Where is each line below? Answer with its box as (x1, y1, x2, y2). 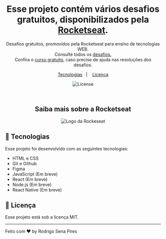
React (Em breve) (12, 176, 48, 182)
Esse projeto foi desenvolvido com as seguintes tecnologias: (5, 145, 128, 151)
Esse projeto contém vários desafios (6, 3, 160, 15)
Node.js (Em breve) (12, 182, 52, 188)
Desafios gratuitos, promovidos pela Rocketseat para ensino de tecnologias (6, 41, 160, 47)
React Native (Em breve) (12, 187, 62, 192)
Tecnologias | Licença (57, 71, 109, 77)
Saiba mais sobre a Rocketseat (35, 105, 131, 113)
